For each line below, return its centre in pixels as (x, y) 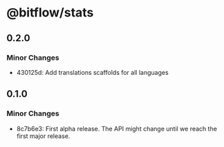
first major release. (43, 136)
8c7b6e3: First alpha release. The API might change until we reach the (116, 128)
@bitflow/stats (50, 13)
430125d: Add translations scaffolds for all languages (92, 72)
